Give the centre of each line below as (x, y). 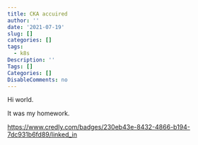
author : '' (23, 21)
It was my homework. (39, 113)
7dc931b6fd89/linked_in (42, 134)
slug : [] (20, 34)
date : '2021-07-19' (36, 27)
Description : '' (31, 60)
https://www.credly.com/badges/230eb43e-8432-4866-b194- (99, 127)
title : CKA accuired (38, 14)
